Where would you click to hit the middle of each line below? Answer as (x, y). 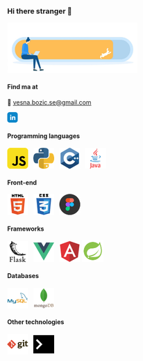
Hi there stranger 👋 (40, 11)
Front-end (22, 182)
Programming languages (44, 136)
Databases (23, 276)
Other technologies (36, 322)
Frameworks (26, 229)
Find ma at (23, 87)
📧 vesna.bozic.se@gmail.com (49, 102)
